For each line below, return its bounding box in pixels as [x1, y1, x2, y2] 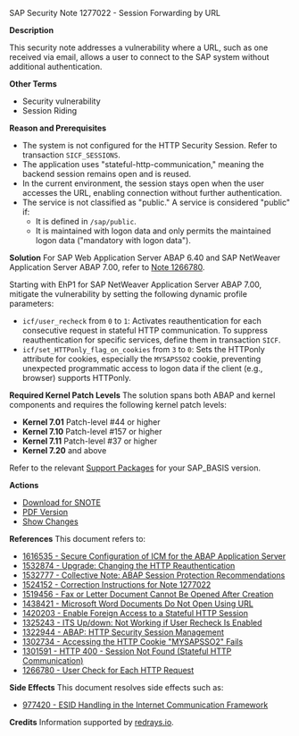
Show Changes [21, 516, 79, 527]
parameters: [9, 299, 54, 309]
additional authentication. [9, 62, 103, 72]
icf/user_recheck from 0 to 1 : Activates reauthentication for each [21, 316, 262, 326]
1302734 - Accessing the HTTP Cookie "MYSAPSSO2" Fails [21, 637, 244, 647]
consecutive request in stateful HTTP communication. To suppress [21, 326, 268, 335]
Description [9, 25, 54, 35]
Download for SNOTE [21, 497, 101, 508]
